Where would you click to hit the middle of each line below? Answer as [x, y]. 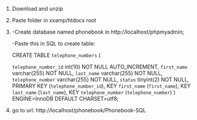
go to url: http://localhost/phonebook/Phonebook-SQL [79, 110]
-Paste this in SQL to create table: [53, 43]
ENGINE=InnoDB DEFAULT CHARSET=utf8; [65, 99]
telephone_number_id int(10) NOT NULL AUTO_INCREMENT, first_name [100, 67]
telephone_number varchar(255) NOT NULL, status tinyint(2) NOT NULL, [100, 79]
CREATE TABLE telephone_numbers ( [56, 55]
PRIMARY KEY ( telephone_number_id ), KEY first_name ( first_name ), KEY [101, 86]
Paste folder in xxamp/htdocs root [54, 20]
